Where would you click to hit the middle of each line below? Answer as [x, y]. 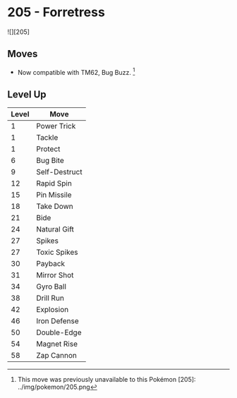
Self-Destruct [59, 172]
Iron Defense [57, 321]
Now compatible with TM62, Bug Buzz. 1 [76, 71]
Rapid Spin [54, 183]
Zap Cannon [57, 356]
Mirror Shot [55, 275]
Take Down [55, 207]
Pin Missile [54, 195]
